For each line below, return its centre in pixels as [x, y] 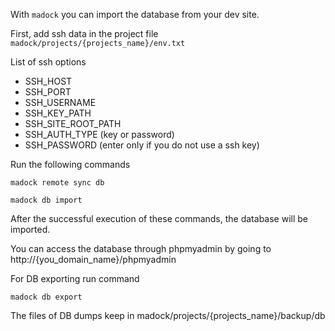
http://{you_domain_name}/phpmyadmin [93, 259]
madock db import [46, 200]
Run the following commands [70, 164]
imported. [30, 229]
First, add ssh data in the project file [84, 33]
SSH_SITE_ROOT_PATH [73, 123]
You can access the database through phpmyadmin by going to [141, 248]
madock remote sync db [57, 183]
